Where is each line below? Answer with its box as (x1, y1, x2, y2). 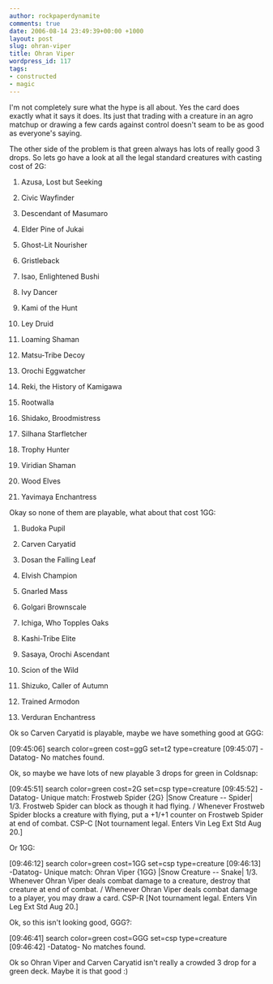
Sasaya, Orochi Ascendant (20, 649, 110, 659)
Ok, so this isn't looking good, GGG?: (9, 917, 132, 927)
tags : (9, 65, 28, 73)
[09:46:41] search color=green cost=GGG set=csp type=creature (9, 933, 228, 943)
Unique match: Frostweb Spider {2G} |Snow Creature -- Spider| (41, 792, 254, 802)
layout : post (9, 34, 53, 43)
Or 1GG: (9, 843, 36, 852)
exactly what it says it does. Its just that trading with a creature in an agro (9, 111, 254, 120)
